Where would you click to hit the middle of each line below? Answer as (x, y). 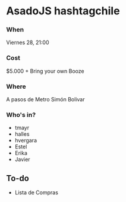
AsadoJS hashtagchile (63, 11)
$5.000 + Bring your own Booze (45, 71)
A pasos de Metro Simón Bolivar (45, 100)
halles (22, 134)
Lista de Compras (36, 192)
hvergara (26, 141)
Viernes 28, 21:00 (28, 42)
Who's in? (21, 115)
